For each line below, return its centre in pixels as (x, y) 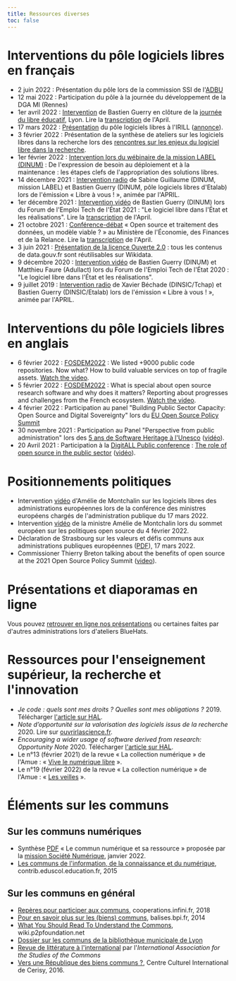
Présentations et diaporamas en (103, 589)
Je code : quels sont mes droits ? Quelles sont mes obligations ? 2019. (119, 709)
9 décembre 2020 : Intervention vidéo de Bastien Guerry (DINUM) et (117, 263)
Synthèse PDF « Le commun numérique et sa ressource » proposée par (122, 848)
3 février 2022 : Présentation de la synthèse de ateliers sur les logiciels (120, 135)
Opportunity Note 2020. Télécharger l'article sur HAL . (95, 747)
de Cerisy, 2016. (41, 970)
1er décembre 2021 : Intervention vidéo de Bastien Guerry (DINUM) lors (121, 203)
